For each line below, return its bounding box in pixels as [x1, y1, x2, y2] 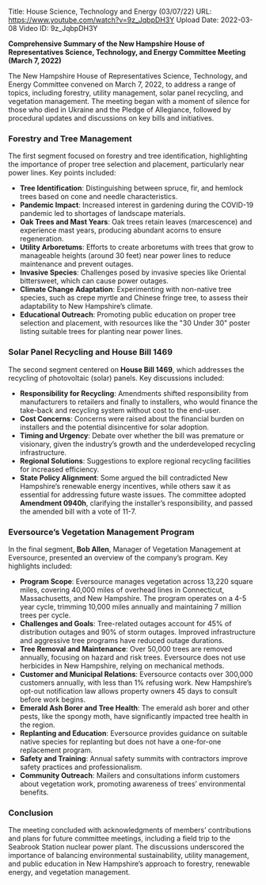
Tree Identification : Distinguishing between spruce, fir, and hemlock [19, 183, 244, 193]
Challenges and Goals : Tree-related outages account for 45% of [19, 618, 232, 628]
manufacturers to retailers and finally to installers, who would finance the [19, 397, 258, 406]
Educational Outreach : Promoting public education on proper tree [19, 310, 236, 320]
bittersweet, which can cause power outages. [19, 276, 169, 286]
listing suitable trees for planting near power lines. [19, 327, 184, 337]
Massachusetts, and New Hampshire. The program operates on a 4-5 [19, 593, 247, 602]
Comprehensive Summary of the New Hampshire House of [8, 39, 205, 48]
